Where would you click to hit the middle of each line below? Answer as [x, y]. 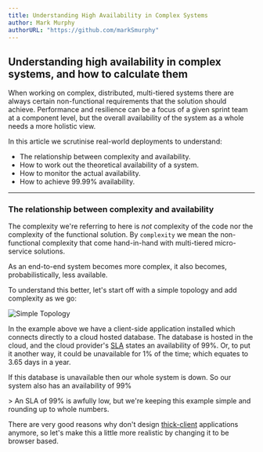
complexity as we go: [42, 298]
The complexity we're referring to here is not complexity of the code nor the [131, 226]
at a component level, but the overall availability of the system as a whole [126, 118]
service [20, 251]
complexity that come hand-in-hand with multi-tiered [128, 243]
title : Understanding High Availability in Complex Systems [108, 15]
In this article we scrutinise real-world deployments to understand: [115, 141]
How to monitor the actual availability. [80, 173]
